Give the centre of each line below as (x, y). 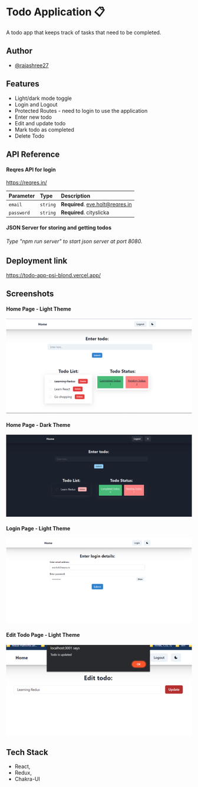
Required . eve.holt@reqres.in (97, 204)
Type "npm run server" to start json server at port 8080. (74, 241)
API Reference (33, 154)
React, (22, 766)
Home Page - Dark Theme (38, 425)
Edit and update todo (40, 123)
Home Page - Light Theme (39, 309)
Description (75, 196)
